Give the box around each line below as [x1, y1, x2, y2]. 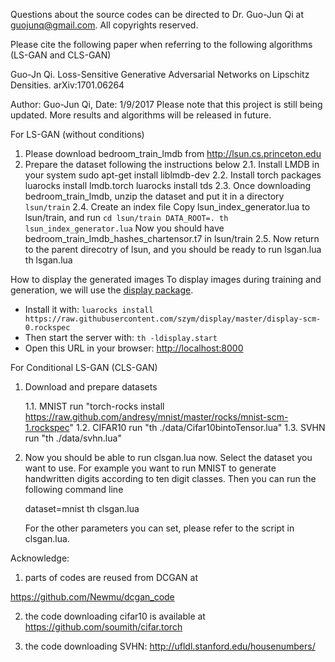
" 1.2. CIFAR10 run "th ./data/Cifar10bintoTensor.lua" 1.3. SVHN [69, 422, 326, 433]
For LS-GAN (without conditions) [10, 129, 145, 140]
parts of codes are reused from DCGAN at [24, 572, 198, 583]
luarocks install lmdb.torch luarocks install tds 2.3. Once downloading [24, 180, 312, 191]
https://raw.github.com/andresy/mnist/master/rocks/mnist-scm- [24, 411, 289, 423]
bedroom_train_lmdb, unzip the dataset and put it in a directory [24, 190, 285, 202]
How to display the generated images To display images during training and [10, 274, 322, 285]
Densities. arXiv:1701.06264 [10, 79, 125, 91]
